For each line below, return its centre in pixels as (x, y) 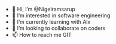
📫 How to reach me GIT (42, 35)
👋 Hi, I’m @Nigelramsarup (44, 9)
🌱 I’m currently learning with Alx (51, 22)
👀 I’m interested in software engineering (61, 15)
